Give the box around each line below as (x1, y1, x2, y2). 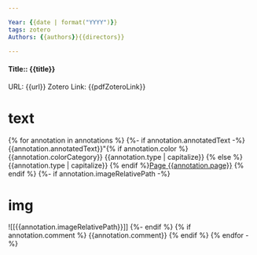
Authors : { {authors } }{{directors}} (8, 33, 125, 41)
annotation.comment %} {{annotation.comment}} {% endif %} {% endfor (8, 231, 244, 240)
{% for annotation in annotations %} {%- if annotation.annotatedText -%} (8, 135, 245, 145)
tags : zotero (8, 25, 51, 34)
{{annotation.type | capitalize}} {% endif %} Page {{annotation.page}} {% (8, 161, 244, 170)
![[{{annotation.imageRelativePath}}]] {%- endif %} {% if (8, 222, 191, 232)
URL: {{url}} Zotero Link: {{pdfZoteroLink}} (8, 82, 146, 91)
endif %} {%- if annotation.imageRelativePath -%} (8, 168, 171, 178)
